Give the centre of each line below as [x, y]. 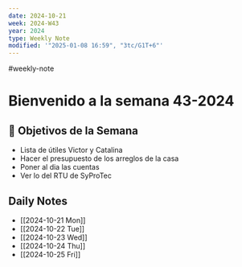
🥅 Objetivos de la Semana [74, 131]
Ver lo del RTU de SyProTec [66, 176]
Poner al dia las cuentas [59, 167]
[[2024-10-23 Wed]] [53, 237]
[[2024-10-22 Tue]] [52, 228]
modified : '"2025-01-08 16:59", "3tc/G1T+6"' [86, 46]
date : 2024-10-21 [37, 16]
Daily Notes [38, 201]
